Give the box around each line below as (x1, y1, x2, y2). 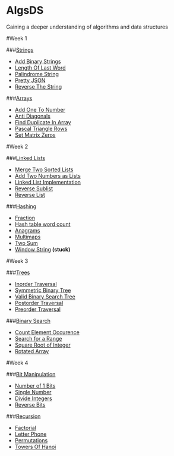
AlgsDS (6, 4, 44, 17)
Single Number (14, 388, 52, 395)
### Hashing (6, 203, 37, 210)
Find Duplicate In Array (14, 118, 71, 125)
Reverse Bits (14, 401, 46, 408)
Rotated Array (14, 347, 49, 354)
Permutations (14, 436, 48, 444)
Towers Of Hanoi (14, 443, 56, 450)
